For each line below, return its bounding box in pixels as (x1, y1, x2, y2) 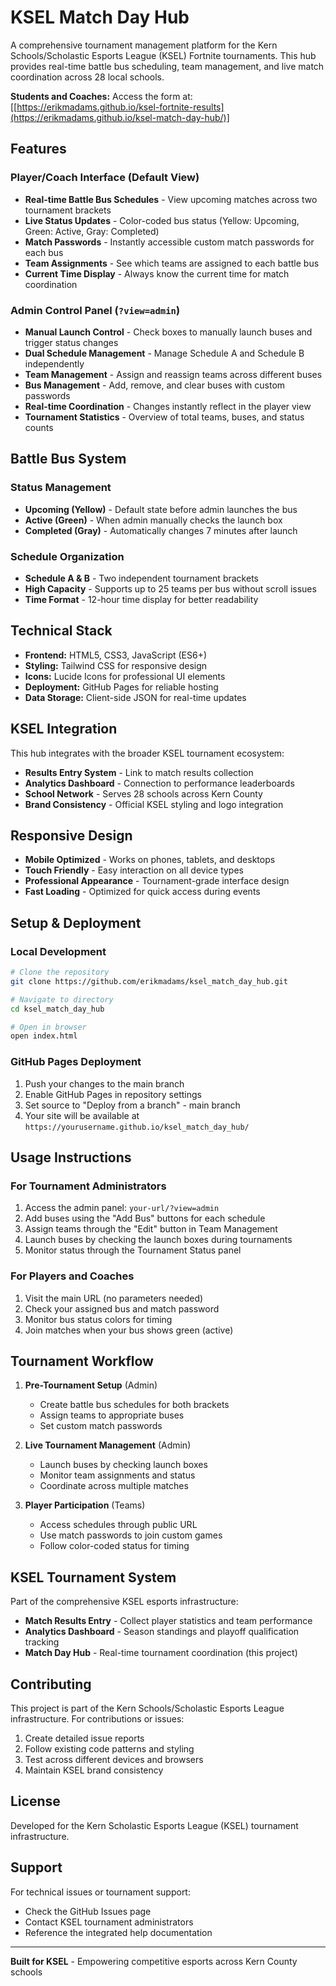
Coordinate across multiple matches (39, 1480, 189, 1492)
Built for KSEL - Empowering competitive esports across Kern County (10, 1955, 298, 1967)
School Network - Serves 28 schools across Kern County (24, 787, 263, 800)
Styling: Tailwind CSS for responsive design (24, 659, 208, 671)
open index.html (10, 1031, 78, 1041)
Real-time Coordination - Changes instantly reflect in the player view (24, 400, 312, 412)
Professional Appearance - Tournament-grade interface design (24, 875, 290, 887)
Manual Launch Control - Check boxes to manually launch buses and (24, 326, 313, 338)
